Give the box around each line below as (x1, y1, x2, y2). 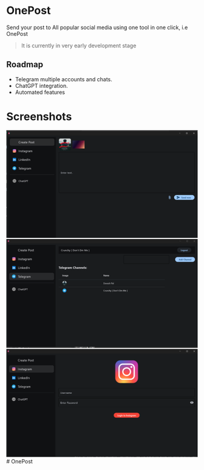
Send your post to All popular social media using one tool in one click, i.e (6, 24, 188, 31)
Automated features (15, 89, 66, 96)
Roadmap (6, 59, 44, 70)
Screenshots (6, 110, 72, 123)
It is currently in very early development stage (21, 42, 137, 49)
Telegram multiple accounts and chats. (15, 75, 112, 82)
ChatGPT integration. (15, 82, 68, 89)
